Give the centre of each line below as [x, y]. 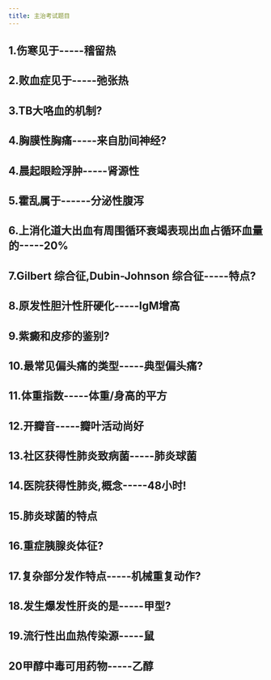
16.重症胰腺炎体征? [56, 546]
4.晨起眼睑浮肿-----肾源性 [74, 171]
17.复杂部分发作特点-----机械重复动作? [105, 576]
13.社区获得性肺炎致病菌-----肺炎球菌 [103, 456]
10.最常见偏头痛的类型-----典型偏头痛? [106, 366]
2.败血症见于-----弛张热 [69, 80]
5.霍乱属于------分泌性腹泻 [76, 200]
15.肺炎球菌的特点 [53, 515]
